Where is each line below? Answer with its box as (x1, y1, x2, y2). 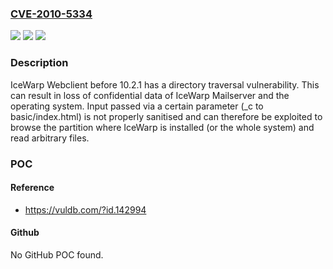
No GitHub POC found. (10, 248, 104, 261)
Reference (10, 182, 55, 194)
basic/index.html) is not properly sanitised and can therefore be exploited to (10, 110, 323, 122)
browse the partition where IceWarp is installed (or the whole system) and (10, 121, 315, 133)
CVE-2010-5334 (10, 7, 93, 21)
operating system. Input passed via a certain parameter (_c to (10, 100, 264, 112)
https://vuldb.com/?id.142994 (24, 203, 147, 216)
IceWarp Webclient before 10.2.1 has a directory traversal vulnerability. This (10, 78, 320, 91)
